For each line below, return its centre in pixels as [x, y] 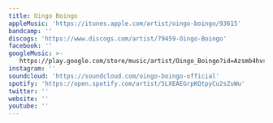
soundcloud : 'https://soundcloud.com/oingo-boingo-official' [114, 76]
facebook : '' [30, 46]
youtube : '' [28, 106]
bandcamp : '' [30, 31]
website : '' [28, 99]
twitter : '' [28, 91]
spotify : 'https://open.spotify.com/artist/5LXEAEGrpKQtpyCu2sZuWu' [127, 83]
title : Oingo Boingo [43, 16]
